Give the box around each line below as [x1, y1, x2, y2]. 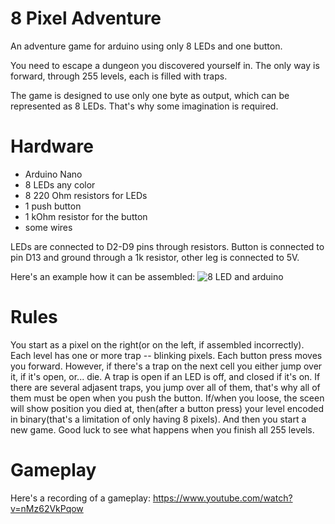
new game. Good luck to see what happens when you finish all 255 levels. [10, 423, 315, 436]
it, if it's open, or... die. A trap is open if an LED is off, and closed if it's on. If [10, 370, 321, 382]
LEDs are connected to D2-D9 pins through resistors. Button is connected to [10, 240, 325, 252]
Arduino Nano [24, 168, 83, 180]
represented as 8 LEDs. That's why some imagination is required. [10, 100, 279, 112]
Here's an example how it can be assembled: [10, 270, 196, 282]
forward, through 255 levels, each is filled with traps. [10, 70, 228, 82]
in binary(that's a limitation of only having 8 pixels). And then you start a [10, 413, 307, 425]
